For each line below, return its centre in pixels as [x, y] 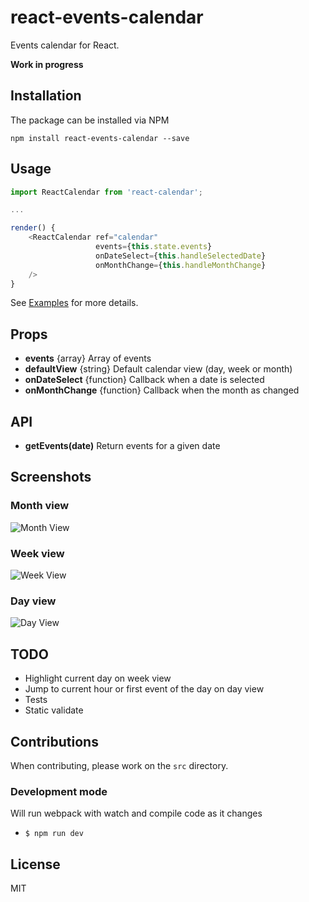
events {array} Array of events [88, 358]
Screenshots [51, 477]
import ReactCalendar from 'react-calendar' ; [106, 192]
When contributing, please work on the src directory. [119, 765]
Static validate [54, 710]
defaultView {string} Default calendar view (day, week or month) [158, 369]
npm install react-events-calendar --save [100, 138]
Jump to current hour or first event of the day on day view [144, 689]
